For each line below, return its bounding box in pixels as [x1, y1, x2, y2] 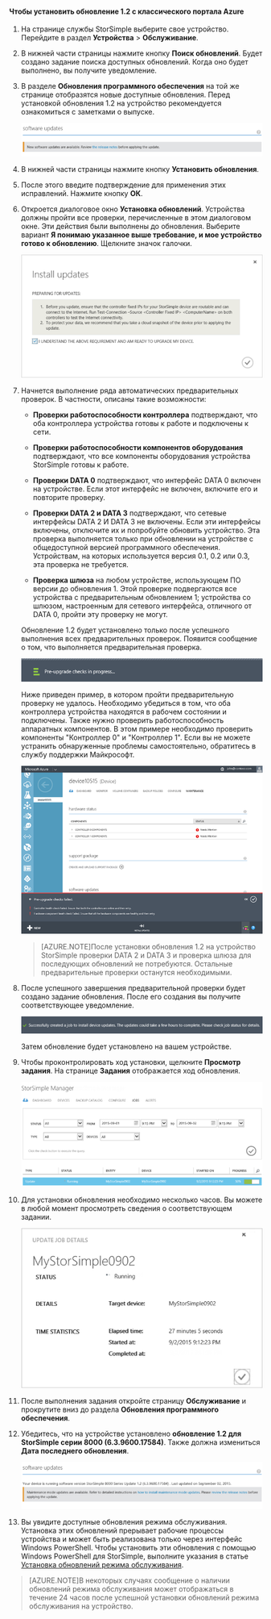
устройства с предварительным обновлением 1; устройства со [32, 593, 252, 603]
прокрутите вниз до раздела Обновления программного [20, 1404, 220, 1415]
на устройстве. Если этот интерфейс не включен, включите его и [32, 484, 258, 494]
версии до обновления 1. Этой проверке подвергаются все [32, 584, 237, 594]
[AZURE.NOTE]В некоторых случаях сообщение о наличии [28, 1575, 230, 1585]
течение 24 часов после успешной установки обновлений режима [28, 1592, 260, 1602]
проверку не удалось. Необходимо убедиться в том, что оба [20, 699, 232, 708]
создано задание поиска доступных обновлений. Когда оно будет [20, 57, 248, 67]
